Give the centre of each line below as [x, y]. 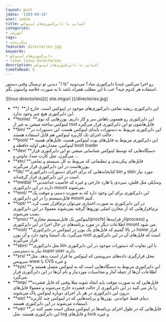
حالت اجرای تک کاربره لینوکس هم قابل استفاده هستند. [63, 135]
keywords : [16, 51]
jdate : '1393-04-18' [27, 14]
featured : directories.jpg [33, 47]
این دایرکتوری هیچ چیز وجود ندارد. [44, 114]
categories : [18, 28]
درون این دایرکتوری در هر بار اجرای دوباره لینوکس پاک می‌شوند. [71, 293]
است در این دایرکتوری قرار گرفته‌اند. [46, 177]
